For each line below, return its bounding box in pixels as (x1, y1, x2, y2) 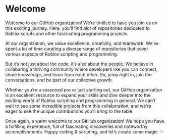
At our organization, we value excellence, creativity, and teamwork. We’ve (5, 40, 159, 46)
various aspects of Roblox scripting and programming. (5, 51, 119, 57)
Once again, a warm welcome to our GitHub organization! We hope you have (5, 118, 164, 124)
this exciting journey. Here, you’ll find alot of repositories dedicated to (5, 25, 150, 31)
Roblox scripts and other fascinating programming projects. (5, 30, 129, 36)
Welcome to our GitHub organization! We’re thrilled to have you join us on (5, 20, 158, 26)
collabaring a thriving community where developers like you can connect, (5, 66, 158, 72)
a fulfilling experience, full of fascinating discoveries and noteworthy (5, 123, 148, 129)
